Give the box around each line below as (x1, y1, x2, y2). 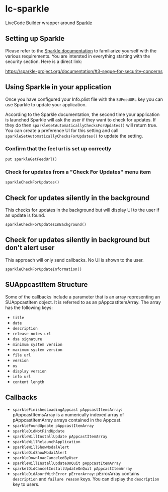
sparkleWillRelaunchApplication (12, 440, 80, 445)
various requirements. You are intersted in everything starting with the (5, 53, 150, 59)
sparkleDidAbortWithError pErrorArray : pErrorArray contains (12, 471, 140, 477)
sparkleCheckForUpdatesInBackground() (5, 222, 87, 227)
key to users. (12, 481, 40, 487)
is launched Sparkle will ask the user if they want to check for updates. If (5, 116, 156, 122)
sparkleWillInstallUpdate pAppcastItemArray (12, 434, 108, 439)
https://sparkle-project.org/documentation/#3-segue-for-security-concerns (5, 68, 163, 74)
